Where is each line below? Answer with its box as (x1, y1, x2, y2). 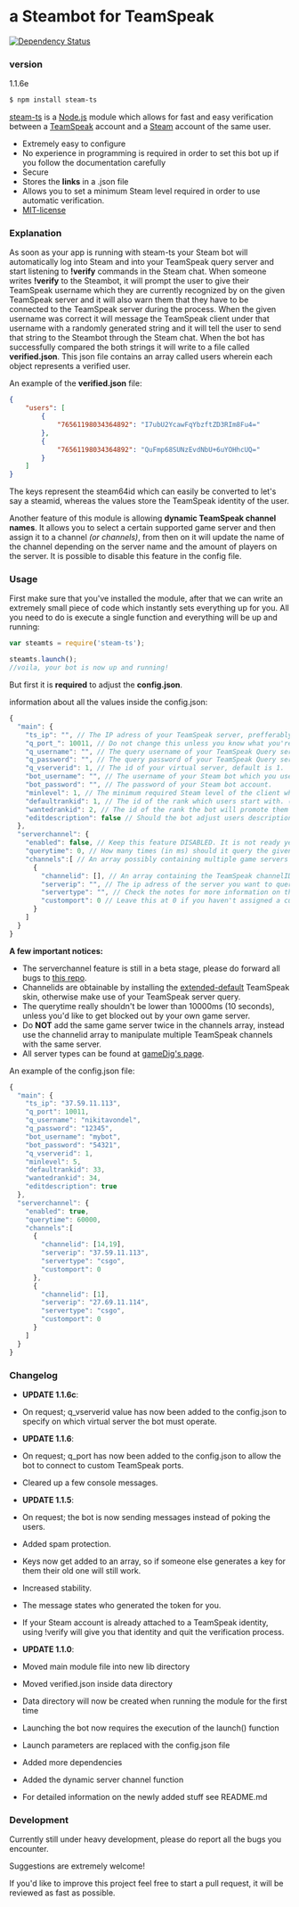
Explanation (9, 227, 62, 240)
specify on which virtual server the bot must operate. (21, 1416, 217, 1426)
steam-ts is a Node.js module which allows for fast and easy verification (9, 111, 274, 122)
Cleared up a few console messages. (21, 1477, 158, 1488)
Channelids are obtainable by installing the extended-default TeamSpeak (21, 982, 290, 992)
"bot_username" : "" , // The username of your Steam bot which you (25, 772, 277, 781)
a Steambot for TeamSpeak (9, 6, 215, 27)
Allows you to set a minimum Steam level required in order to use (21, 185, 261, 197)
